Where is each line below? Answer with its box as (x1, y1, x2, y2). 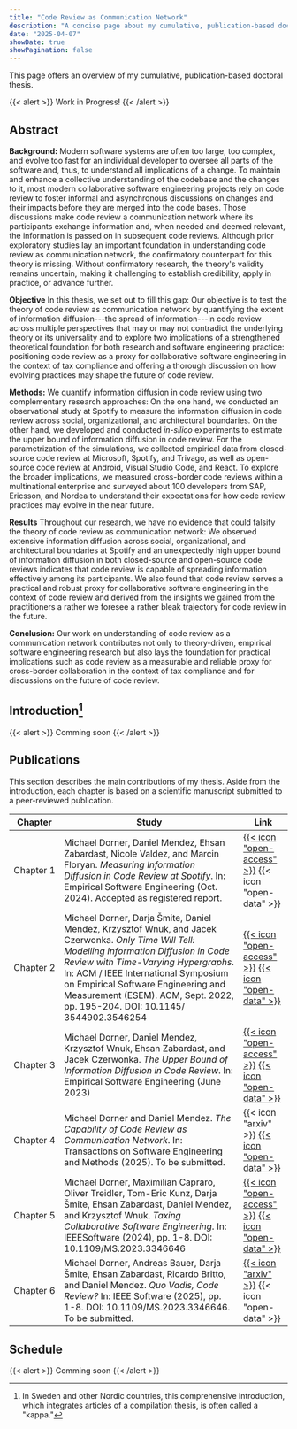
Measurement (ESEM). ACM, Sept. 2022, (64, 988, 234, 1001)
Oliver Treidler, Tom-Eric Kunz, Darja (64, 1187, 217, 1199)
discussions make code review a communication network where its (9, 211, 254, 222)
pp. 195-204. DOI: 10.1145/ (64, 1000, 186, 1012)
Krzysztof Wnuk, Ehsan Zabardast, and (64, 1041, 225, 1054)
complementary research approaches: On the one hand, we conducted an (9, 396, 279, 407)
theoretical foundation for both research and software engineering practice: (9, 342, 285, 352)
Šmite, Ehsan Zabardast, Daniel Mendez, (64, 1198, 232, 1210)
